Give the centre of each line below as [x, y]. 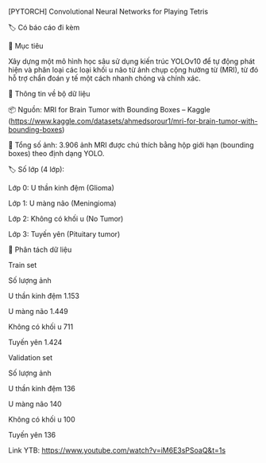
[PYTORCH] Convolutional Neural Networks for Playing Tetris [108, 12]
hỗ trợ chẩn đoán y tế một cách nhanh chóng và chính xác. [104, 78]
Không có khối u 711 [41, 327]
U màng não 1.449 [39, 311]
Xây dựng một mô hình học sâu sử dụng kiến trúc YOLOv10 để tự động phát [132, 61]
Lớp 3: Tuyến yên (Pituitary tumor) [64, 234]
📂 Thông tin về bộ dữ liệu [49, 94]
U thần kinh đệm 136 [42, 388]
